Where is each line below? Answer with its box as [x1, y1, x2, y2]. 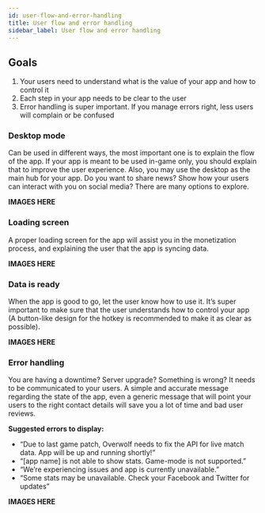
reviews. [8, 409, 36, 419]
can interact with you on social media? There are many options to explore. [8, 182, 249, 191]
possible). [8, 322, 41, 331]
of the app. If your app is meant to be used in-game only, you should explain [8, 156, 257, 167]
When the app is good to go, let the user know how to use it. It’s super [8, 297, 237, 306]
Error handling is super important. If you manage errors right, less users [19, 102, 254, 112]
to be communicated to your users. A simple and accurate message [8, 384, 229, 393]
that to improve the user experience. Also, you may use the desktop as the [8, 165, 251, 174]
